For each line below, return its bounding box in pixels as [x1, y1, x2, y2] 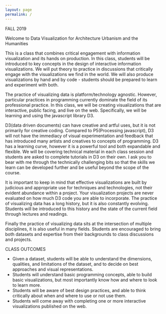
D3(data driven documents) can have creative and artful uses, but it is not [5, 122, 156, 128]
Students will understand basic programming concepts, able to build [12, 271, 152, 277]
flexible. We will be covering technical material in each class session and [5, 149, 154, 155]
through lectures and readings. [5, 211, 68, 217]
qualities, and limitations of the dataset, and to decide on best [12, 261, 139, 267]
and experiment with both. [5, 81, 59, 87]
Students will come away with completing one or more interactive [12, 298, 146, 304]
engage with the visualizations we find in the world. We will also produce [5, 71, 154, 77]
